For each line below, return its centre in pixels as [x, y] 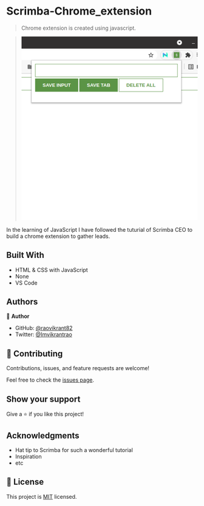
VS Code [26, 283]
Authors [22, 302]
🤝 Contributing [35, 353]
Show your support [43, 399]
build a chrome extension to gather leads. [58, 236]
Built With [25, 255]
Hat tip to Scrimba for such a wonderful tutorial [74, 450]
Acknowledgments [43, 435]
